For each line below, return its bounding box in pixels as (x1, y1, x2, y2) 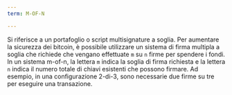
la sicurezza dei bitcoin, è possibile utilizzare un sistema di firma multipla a (7, 42, 220, 51)
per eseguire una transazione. (7, 79, 93, 87)
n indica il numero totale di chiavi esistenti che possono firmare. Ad (7, 64, 199, 73)
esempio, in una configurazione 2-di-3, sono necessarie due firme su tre (7, 72, 215, 80)
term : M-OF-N (7, 10, 45, 17)
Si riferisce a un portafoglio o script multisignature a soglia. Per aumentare (7, 35, 220, 44)
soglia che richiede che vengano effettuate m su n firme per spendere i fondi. (7, 50, 225, 58)
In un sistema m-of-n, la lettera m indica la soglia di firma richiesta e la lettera (7, 57, 226, 66)
